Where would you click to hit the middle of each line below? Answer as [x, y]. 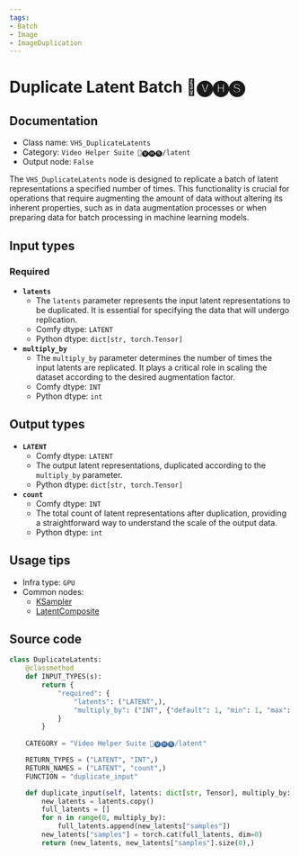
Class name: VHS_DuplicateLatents [86, 143]
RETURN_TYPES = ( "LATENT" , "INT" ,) [92, 760]
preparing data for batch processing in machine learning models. [129, 218]
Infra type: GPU [48, 582]
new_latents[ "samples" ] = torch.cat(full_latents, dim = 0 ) [152, 834]
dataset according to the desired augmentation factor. [136, 377]
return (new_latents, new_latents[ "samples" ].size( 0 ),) [148, 842]
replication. [57, 320]
